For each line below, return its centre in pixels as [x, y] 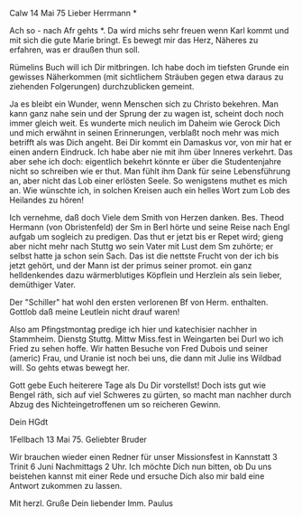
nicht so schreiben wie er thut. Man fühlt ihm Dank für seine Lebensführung [150, 171]
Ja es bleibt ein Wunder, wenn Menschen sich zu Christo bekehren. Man [144, 104]
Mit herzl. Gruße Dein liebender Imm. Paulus [92, 503]
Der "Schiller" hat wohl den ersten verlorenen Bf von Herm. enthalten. [139, 302]
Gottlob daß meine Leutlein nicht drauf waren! [95, 312]
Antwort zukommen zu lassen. [66, 486]
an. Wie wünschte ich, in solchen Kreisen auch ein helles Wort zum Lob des [150, 190]
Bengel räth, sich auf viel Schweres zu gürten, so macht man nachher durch [151, 395]
